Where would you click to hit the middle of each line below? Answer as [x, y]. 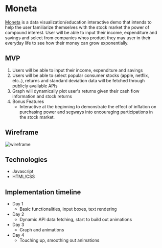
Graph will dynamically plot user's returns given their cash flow [76, 91]
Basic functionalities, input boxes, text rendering [68, 209]
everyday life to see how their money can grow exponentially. [67, 43]
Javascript [23, 172]
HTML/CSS [23, 176]
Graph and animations [42, 230]
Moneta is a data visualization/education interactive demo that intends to [78, 22]
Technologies [26, 160]
